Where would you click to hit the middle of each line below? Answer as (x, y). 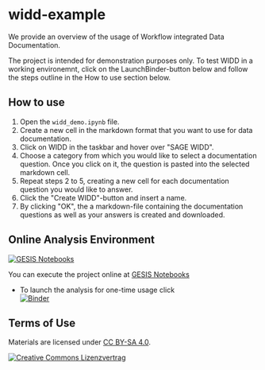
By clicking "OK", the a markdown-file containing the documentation (131, 206)
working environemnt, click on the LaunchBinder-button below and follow (128, 68)
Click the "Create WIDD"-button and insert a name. (103, 197)
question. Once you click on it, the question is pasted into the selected (134, 164)
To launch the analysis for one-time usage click (97, 290)
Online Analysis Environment (82, 240)
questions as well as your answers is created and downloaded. (122, 214)
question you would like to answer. (76, 189)
